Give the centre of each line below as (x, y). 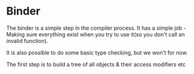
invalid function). (27, 41)
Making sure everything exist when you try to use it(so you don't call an (95, 34)
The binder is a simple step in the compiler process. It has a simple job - (96, 28)
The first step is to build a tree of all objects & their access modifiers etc (96, 64)
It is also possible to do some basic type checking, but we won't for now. (97, 52)
